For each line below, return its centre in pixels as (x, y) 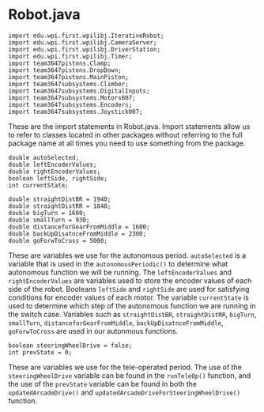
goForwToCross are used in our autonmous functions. (93, 331)
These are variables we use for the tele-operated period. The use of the (125, 367)
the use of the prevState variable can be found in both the (103, 384)
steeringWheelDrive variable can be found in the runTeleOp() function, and (130, 375)
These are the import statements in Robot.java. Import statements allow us (129, 126)
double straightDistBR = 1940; (60, 199)
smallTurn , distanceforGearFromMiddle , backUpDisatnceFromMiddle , (116, 323)
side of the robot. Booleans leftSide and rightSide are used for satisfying (129, 289)
